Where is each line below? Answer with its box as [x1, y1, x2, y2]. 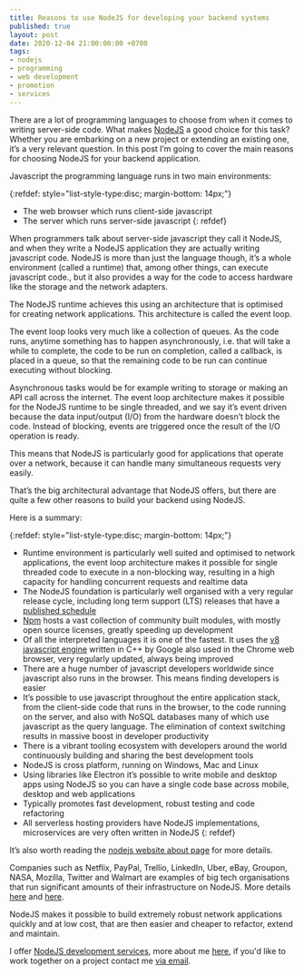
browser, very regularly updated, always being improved [22, 653, 234, 664]
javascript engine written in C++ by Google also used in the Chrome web [22, 644, 295, 655]
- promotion [9, 81, 54, 90]
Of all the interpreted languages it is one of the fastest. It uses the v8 [22, 634, 279, 645]
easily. [9, 467, 34, 478]
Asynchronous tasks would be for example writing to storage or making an [9, 382, 289, 393]
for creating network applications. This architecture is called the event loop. [9, 308, 292, 319]
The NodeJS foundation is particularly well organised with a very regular [22, 586, 294, 596]
